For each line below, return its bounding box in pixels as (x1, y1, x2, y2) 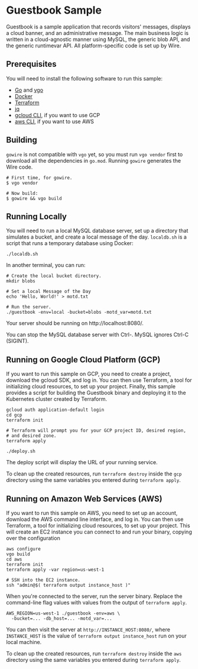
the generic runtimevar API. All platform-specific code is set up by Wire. (6, 42, 181, 49)
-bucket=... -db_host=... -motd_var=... (11, 616, 112, 622)
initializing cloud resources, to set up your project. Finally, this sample (6, 383, 176, 390)
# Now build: (6, 190, 38, 196)
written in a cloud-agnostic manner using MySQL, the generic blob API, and (6, 36, 190, 43)
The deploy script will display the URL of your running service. (6, 459, 158, 466)
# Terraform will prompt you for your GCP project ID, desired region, (6, 427, 186, 434)
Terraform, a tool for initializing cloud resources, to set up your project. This (6, 522, 190, 529)
